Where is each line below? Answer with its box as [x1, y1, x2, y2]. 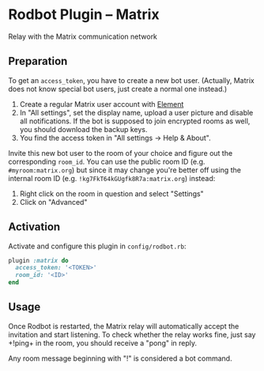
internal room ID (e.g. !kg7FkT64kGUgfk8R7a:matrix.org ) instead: [8, 173, 216, 183]
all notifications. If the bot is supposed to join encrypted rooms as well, [19, 116, 251, 126]
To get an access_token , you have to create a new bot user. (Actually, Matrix [8, 75, 255, 85]
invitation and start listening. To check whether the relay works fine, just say [8, 330, 256, 339]
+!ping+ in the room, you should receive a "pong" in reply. [8, 338, 198, 347]
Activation [8, 220, 61, 234]
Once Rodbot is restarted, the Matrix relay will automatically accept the [8, 321, 239, 331]
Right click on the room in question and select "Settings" [19, 188, 204, 199]
